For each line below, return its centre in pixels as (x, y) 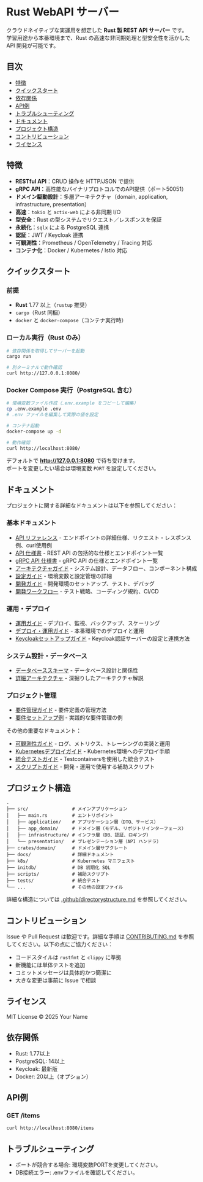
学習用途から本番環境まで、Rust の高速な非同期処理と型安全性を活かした (98, 37)
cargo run (19, 357)
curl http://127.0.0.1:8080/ (43, 373)
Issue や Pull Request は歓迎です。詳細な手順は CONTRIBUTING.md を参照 (100, 937)
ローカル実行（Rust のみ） (45, 338)
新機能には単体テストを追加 (50, 965)
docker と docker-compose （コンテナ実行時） (71, 320)
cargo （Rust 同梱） (39, 312)
